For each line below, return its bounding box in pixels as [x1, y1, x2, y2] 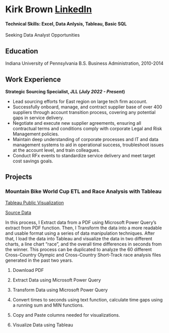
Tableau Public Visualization [5, 200, 64, 206]
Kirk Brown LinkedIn [5, 4, 92, 15]
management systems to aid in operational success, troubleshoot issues [12, 142, 164, 148]
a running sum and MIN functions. [12, 302, 84, 308]
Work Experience [5, 75, 61, 84]
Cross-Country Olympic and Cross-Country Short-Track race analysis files [5, 252, 161, 258]
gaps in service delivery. [12, 115, 64, 121]
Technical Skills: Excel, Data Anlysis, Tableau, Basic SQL [5, 20, 127, 26]
